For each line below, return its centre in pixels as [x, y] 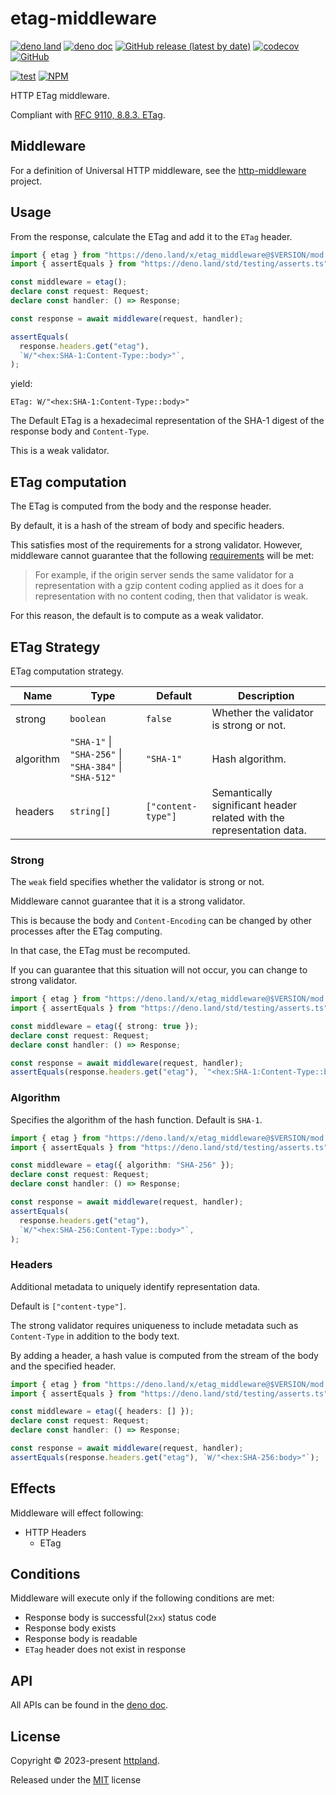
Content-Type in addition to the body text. [95, 1336]
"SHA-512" [93, 777]
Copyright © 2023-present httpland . [85, 1761]
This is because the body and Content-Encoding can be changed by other [161, 921]
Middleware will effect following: [77, 1513]
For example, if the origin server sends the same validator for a [164, 575]
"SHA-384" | [96, 766]
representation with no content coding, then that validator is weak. [171, 596]
